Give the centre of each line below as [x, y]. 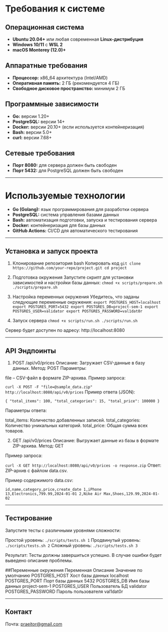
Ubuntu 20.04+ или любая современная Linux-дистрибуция [78, 39]
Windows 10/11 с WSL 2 [37, 45]
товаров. [14, 431]
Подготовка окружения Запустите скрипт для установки [73, 277]
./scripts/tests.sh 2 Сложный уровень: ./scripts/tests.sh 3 [71, 545]
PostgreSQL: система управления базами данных [66, 215]
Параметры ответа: [26, 410]
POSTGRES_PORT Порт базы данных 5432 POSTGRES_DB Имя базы [77, 581]
